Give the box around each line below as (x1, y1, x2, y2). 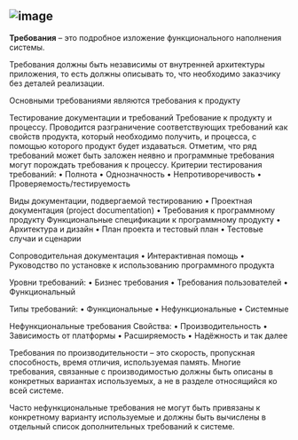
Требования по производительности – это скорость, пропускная (9, 347, 255, 357)
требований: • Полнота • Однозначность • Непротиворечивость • (9, 169, 262, 179)
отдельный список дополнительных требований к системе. (9, 420, 235, 431)
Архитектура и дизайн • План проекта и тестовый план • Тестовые (9, 224, 263, 234)
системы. (9, 42, 45, 52)
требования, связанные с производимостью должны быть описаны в (9, 365, 273, 377)
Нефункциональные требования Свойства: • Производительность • (9, 320, 268, 331)
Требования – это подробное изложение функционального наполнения (9, 32, 282, 43)
